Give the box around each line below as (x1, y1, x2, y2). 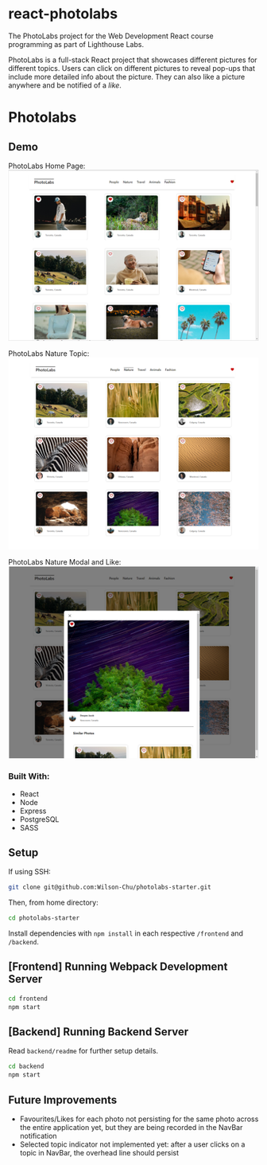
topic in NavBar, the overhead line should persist (19, 1148, 180, 1158)
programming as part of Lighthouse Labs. (8, 39, 145, 49)
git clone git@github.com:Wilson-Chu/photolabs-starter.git (8, 883, 212, 892)
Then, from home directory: (8, 897, 99, 908)
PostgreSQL (19, 814, 60, 824)
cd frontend (8, 995, 48, 1003)
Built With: (8, 771, 50, 782)
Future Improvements (8, 1093, 118, 1107)
